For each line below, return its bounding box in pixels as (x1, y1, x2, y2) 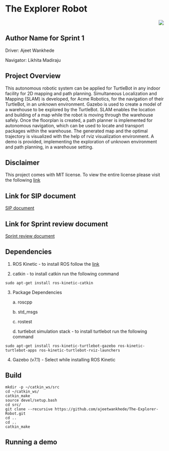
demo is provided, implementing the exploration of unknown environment (5, 138, 157, 144)
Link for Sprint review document (5, 219, 108, 228)
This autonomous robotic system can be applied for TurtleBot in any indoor (5, 85, 161, 91)
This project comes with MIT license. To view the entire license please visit (5, 172, 160, 178)
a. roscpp (12, 299, 33, 305)
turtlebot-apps (5, 348, 37, 353)
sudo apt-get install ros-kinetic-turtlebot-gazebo (5, 343, 116, 348)
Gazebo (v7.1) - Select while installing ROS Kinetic (12, 356, 116, 362)
